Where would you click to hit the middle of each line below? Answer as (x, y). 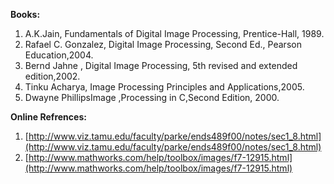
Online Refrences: (48, 117)
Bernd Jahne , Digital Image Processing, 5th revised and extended (161, 65)
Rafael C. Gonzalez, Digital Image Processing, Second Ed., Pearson (163, 44)
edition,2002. (52, 76)
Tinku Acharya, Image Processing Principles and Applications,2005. (164, 87)
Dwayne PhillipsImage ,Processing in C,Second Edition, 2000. (152, 97)
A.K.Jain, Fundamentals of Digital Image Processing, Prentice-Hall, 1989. (174, 33)
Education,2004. (59, 55)
